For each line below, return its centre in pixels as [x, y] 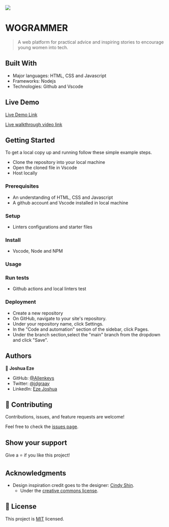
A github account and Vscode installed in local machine [70, 202]
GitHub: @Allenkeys [33, 378]
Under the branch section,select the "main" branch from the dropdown [87, 334]
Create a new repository [38, 313]
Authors [18, 356]
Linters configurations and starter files [52, 227]
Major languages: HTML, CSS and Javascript [59, 76]
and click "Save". [30, 340]
